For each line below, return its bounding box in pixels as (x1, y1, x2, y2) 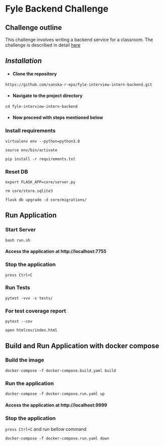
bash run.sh (5, 237, 30, 243)
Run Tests (5, 284, 30, 291)
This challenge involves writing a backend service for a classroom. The (5, 36, 153, 43)
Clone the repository (12, 70, 57, 76)
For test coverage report (5, 307, 67, 314)
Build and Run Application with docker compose (5, 341, 159, 350)
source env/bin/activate (5, 147, 58, 152)
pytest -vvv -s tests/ (5, 296, 53, 301)
